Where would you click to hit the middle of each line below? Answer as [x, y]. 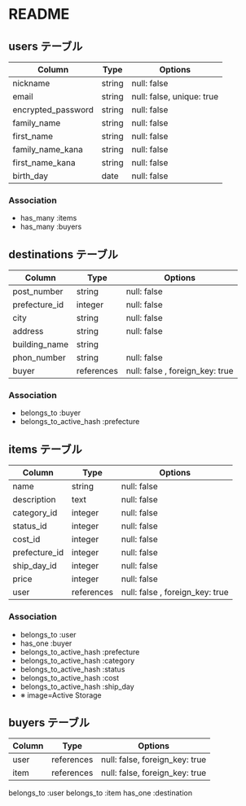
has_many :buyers [51, 227]
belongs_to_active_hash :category [77, 660]
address [28, 331]
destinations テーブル [63, 254]
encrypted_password [53, 110]
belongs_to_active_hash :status [72, 669]
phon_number [40, 357]
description [34, 500]
